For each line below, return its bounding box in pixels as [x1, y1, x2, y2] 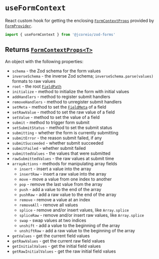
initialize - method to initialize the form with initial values [12, 88, 130, 94]
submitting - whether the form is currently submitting [12, 129, 118, 135]
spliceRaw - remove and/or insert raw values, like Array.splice [19, 212, 144, 218]
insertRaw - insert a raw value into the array [19, 171, 106, 177]
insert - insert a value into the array [19, 166, 91, 172]
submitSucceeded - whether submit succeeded [12, 140, 104, 146]
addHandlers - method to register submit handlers [12, 94, 110, 99]
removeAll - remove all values [19, 202, 78, 208]
